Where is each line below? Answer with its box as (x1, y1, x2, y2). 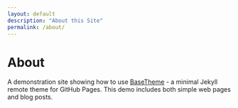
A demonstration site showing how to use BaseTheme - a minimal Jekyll (7, 77, 218, 86)
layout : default (7, 10, 55, 18)
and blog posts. (7, 93, 53, 102)
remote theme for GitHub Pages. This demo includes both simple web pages (7, 85, 231, 94)
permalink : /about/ (7, 23, 65, 31)
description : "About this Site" (7, 17, 103, 24)
